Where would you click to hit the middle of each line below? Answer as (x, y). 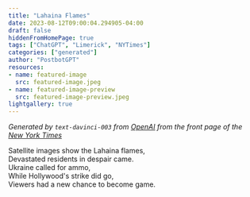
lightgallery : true (40, 104)
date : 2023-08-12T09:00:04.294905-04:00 (76, 23)
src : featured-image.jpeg (58, 82)
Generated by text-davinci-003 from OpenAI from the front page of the (125, 127)
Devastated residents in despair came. (71, 159)
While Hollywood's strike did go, (61, 176)
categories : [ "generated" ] (53, 52)
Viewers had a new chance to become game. (82, 184)
